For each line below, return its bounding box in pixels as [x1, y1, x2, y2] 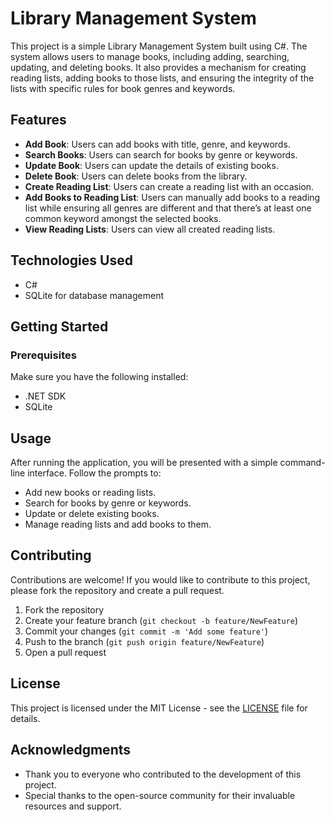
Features [10, 112, 67, 129]
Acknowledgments [10, 742, 132, 759]
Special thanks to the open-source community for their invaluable [24, 789, 296, 801]
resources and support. [24, 800, 122, 812]
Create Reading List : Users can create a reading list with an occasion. [24, 180, 315, 192]
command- [279, 457, 326, 469]
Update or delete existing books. [24, 508, 160, 520]
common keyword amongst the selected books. [24, 212, 222, 224]
